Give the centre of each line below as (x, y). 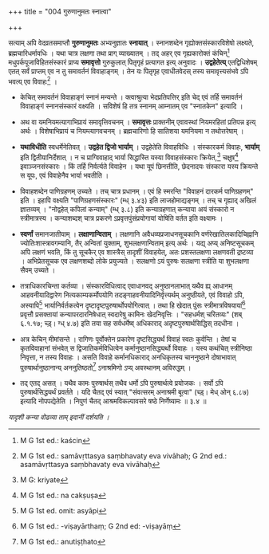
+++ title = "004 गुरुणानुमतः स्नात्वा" (60, 12)
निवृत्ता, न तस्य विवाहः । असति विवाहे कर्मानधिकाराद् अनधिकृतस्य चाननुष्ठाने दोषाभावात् (128, 357)
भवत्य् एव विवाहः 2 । (33, 81)
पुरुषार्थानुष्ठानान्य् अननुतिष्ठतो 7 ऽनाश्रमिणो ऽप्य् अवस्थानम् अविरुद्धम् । (105, 367)
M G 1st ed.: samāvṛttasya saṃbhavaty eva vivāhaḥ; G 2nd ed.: (123, 456)
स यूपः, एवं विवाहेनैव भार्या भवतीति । (64, 175)
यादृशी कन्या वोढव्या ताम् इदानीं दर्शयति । (59, 417)
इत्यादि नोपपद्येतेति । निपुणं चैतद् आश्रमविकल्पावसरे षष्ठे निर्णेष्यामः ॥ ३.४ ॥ (113, 401)
